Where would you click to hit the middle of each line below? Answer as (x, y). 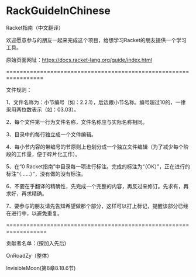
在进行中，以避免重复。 (34, 213)
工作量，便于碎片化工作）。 (48, 154)
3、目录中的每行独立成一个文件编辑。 (51, 134)
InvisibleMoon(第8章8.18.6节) (41, 268)
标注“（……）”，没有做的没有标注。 (46, 174)
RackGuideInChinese (59, 11)
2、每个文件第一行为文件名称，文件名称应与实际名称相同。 (77, 122)
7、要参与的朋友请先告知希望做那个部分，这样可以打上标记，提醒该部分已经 (97, 206)
